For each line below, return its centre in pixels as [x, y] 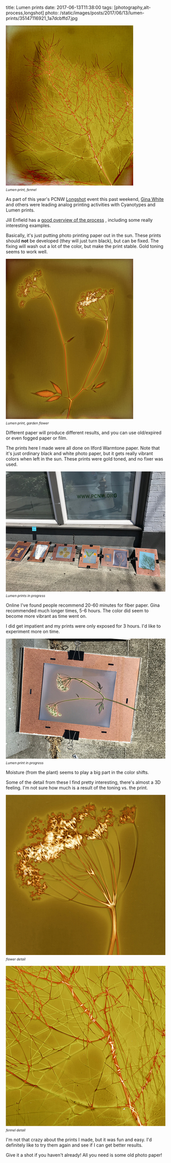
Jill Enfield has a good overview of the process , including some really [79, 220]
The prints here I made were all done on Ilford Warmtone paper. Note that [83, 448]
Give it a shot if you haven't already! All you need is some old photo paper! [84, 1155]
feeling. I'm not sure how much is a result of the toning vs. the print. [77, 788]
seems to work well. [27, 252]
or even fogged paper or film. [37, 438]
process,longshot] [25, 13]
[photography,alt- [132, 7]
